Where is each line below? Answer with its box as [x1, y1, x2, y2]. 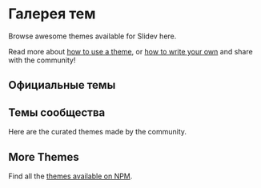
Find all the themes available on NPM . [8, 171, 133, 181]
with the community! [8, 55, 76, 65]
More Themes [8, 150, 80, 164]
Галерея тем [8, 5, 96, 23]
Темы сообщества [8, 106, 106, 119]
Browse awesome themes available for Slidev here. [8, 31, 177, 41]
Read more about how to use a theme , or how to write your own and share [8, 46, 254, 56]
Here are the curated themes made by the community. [8, 127, 187, 137]
